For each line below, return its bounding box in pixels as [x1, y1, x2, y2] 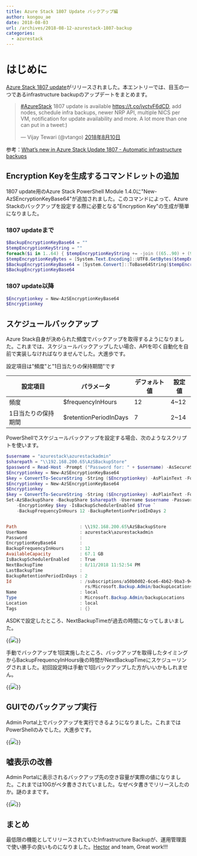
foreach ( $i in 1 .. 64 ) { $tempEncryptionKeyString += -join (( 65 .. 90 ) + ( [6, 250, 191, 256]
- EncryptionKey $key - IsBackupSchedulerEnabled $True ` [16, 503, 157, 509]
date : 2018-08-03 [6, 19, 49, 25]
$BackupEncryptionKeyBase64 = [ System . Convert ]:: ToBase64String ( [6, 261, 169, 267]
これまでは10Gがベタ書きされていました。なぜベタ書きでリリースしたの [16, 781, 189, 788]
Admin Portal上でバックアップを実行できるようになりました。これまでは [6, 719, 181, 726]
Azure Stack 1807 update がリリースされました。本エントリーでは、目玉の [6, 83, 185, 90]
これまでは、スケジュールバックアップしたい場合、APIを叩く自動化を [16, 343, 184, 350]
